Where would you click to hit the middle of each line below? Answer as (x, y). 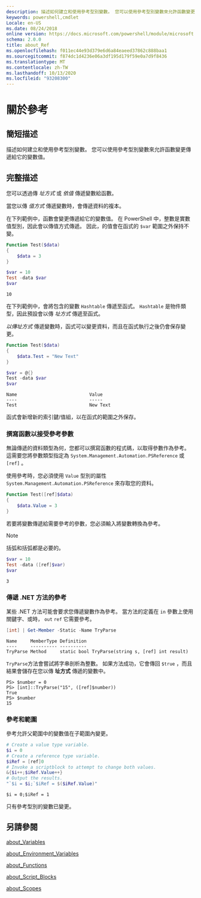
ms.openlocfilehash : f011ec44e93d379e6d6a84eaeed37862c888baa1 (87, 51)
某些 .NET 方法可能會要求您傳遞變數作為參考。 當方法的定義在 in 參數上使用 (100, 611)
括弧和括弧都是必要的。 (35, 548)
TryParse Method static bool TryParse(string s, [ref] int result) (97, 651)
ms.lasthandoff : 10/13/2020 (41, 73)
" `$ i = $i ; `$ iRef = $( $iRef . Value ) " (52, 784)
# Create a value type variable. (48, 745)
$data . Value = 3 (37, 506)
